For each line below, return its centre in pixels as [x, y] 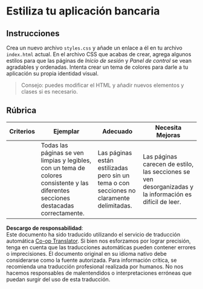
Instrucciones [33, 33]
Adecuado [118, 131]
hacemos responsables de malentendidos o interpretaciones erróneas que [99, 273]
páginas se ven [63, 153]
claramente [114, 198]
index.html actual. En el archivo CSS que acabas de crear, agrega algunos [99, 54]
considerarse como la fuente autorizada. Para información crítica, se [92, 260]
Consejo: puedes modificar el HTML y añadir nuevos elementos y [102, 85]
